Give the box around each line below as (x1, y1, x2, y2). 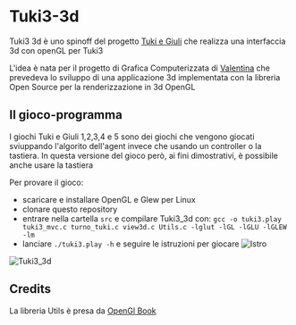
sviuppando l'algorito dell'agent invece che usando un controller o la (9, 140, 262, 151)
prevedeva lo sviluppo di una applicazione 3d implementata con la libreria (9, 71, 281, 82)
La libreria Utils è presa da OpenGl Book (9, 305, 156, 316)
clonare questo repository (21, 204, 118, 214)
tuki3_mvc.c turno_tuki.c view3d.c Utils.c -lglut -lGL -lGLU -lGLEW (21, 222, 288, 231)
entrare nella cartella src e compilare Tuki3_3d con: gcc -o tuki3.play (21, 212, 282, 224)
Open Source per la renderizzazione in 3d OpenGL (9, 81, 196, 92)
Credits (9, 281, 52, 296)
